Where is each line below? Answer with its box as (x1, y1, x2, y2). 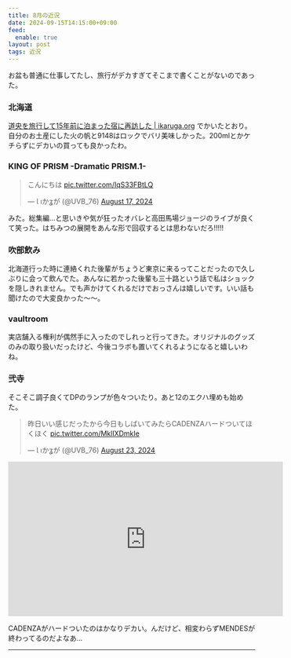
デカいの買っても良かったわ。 (35, 141, 132, 150)
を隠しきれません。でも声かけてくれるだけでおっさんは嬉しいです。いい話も (8, 283, 255, 293)
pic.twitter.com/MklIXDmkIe (49, 429, 140, 438)
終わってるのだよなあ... (8, 634, 83, 643)
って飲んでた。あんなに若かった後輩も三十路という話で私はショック (35, 273, 255, 283)
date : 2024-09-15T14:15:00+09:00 (8, 19, 118, 27)
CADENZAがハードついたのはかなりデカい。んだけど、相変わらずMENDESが (8, 623, 256, 633)
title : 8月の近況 (8, 11, 60, 20)
